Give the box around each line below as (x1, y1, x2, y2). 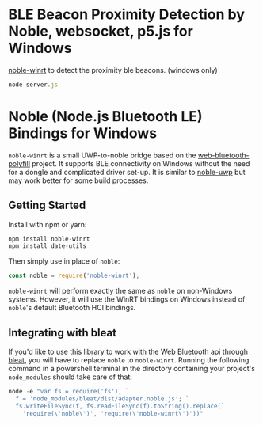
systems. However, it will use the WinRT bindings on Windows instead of (8, 294, 246, 304)
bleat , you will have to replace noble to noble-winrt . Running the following (8, 355, 250, 365)
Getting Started (8, 199, 86, 212)
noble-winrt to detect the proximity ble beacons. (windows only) (8, 65, 218, 74)
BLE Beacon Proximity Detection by (8, 6, 246, 24)
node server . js (8, 81, 59, 89)
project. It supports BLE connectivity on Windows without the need (31, 158, 250, 168)
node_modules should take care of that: (8, 372, 133, 381)
